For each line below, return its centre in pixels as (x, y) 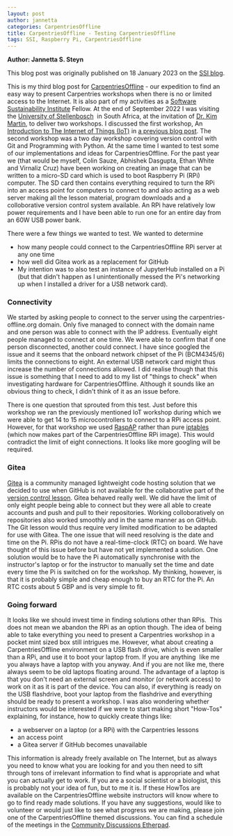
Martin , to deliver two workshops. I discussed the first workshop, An (105, 124)
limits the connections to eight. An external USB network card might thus (111, 362)
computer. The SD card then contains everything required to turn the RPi (111, 183)
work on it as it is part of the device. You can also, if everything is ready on (114, 687)
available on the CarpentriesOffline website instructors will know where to (113, 796)
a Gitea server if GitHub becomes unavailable (82, 745)
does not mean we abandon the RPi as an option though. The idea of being (114, 627)
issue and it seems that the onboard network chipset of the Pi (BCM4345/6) (116, 354)
